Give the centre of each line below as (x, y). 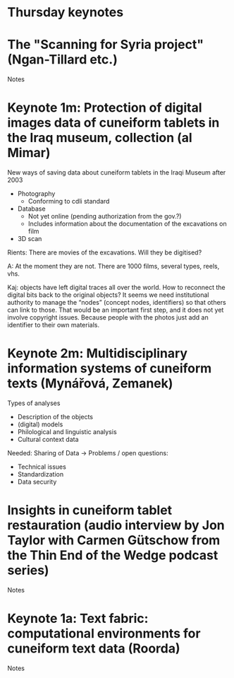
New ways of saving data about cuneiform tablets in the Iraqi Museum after (117, 173)
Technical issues (42, 467)
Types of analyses (34, 403)
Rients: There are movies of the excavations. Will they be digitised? (105, 252)
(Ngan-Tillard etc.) (62, 60)
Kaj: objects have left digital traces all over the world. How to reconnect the (116, 288)
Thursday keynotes (66, 12)
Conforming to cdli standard (69, 201)
